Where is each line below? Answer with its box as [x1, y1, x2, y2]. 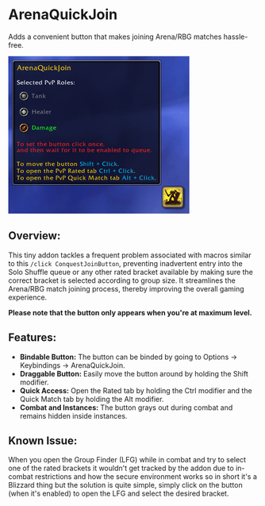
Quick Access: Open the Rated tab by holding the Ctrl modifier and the [19, 385, 252, 395]
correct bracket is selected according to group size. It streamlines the [8, 276, 236, 285]
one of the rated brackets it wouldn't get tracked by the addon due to [8, 463, 234, 473]
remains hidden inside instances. [19, 411, 128, 420]
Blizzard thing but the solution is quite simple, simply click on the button [8, 481, 244, 490]
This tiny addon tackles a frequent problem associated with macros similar [8, 250, 252, 260]
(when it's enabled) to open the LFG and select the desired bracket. [8, 489, 229, 498]
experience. [8, 292, 48, 302]
